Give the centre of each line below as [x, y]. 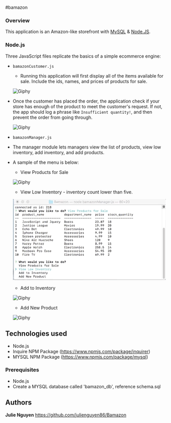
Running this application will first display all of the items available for [92, 76]
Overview [18, 20]
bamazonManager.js [32, 137]
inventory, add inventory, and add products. [59, 152]
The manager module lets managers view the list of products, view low [87, 147]
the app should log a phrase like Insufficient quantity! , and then [82, 112]
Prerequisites [22, 370]
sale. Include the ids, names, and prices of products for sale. [84, 81]
